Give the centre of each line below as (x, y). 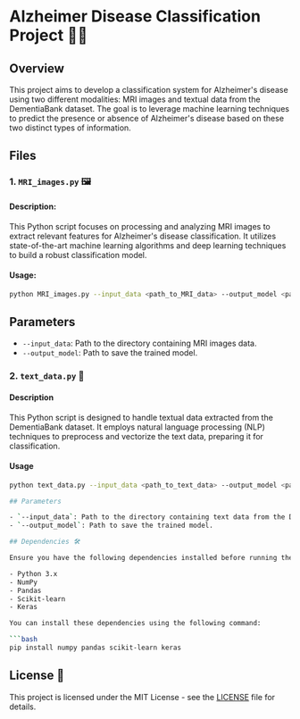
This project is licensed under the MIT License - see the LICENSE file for (142, 697)
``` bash (24, 640)
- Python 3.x (33, 573)
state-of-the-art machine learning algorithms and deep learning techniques (148, 245)
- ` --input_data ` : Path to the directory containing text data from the (147, 517)
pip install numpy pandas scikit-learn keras (95, 648)
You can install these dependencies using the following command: (135, 623)
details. (23, 706)
